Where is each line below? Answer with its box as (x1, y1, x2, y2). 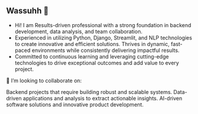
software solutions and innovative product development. (6, 101, 144, 108)
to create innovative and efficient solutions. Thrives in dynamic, (14, 40, 170, 47)
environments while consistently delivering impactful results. (31, 47, 180, 54)
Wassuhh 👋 (6, 6, 49, 16)
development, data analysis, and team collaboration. (14, 28, 143, 35)
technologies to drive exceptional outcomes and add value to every (14, 59, 180, 66)
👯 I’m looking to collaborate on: (6, 77, 82, 84)
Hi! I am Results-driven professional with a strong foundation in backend (14, 21, 191, 28)
